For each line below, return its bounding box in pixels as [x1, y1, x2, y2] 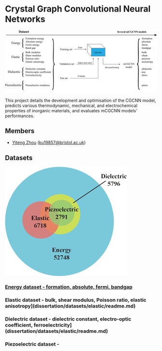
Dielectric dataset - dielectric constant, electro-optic [5, 316, 132, 322]
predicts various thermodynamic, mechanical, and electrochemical [5, 103, 137, 108]
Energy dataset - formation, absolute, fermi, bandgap [5, 284, 133, 290]
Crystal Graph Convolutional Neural [5, 3, 151, 15]
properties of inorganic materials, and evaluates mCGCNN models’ [5, 107, 137, 113]
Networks [5, 14, 46, 25]
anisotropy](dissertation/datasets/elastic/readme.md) [5, 303, 136, 309]
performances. [5, 113, 35, 119]
